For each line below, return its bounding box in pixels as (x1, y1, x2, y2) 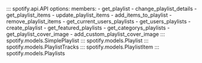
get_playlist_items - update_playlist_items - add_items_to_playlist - (6, 11, 172, 19)
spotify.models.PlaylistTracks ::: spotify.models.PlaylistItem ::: (6, 43, 160, 50)
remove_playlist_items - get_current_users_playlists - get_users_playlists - (6, 18, 191, 25)
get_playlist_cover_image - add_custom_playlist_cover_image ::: (6, 31, 165, 38)
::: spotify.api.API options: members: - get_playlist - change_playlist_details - (6, 5, 197, 12)
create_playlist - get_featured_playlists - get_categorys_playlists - (6, 24, 171, 31)
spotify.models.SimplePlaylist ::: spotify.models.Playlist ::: (6, 37, 149, 44)
